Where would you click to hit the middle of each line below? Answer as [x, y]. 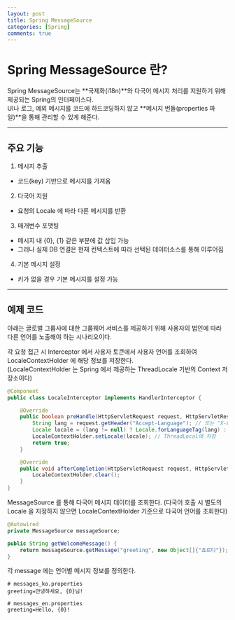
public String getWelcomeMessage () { [62, 544]
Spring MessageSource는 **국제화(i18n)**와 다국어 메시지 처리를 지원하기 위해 [116, 91]
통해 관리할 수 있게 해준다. [64, 117]
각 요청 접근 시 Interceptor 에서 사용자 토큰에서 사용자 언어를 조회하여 [102, 352]
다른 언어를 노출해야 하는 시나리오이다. [59, 336]
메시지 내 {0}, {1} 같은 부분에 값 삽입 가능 [73, 240]
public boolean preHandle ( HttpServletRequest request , [101, 417]
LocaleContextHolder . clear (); [76, 475]
